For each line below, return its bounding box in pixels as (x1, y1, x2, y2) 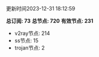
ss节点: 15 (14, 37, 39, 44)
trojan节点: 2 (14, 44, 45, 51)
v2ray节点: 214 (14, 30, 51, 37)
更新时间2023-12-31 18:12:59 (6, 5, 76, 12)
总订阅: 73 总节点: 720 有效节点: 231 (6, 17, 94, 24)
